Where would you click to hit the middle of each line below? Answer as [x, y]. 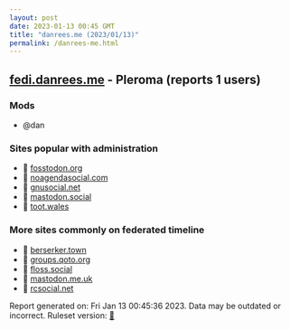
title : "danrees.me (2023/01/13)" [75, 34]
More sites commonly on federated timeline [107, 230]
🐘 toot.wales [46, 207]
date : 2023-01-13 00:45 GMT [62, 26]
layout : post [34, 18]
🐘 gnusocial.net [51, 187]
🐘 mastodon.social [57, 197]
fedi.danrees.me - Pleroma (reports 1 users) [135, 79]
